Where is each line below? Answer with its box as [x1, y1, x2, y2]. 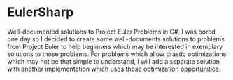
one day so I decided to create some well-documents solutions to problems [7, 34, 225, 43]
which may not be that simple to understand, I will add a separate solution [7, 57, 220, 65]
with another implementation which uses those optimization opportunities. [7, 65, 221, 73]
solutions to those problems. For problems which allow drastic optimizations [7, 50, 227, 58]
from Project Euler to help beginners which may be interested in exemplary [7, 42, 223, 51]
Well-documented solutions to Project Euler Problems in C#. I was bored [7, 27, 216, 36]
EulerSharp [7, 4, 74, 20]
